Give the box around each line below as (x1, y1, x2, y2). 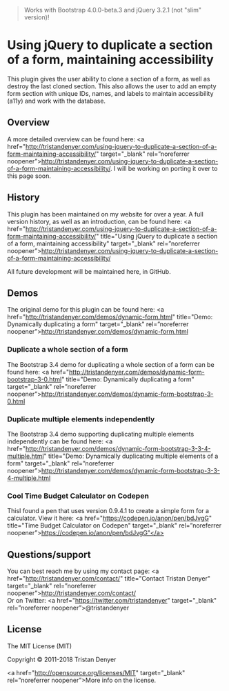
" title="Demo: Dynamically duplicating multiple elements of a (43, 452, 219, 460)
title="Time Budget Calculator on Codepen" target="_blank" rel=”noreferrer (7, 521, 222, 530)
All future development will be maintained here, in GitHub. (7, 267, 171, 275)
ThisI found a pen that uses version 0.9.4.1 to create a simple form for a (7, 507, 209, 515)
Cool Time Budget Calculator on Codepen (7, 491, 150, 501)
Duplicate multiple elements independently (7, 414, 155, 423)
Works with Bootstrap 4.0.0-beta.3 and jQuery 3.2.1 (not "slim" (23, 6, 202, 14)
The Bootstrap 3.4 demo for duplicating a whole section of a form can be (7, 360, 215, 368)
